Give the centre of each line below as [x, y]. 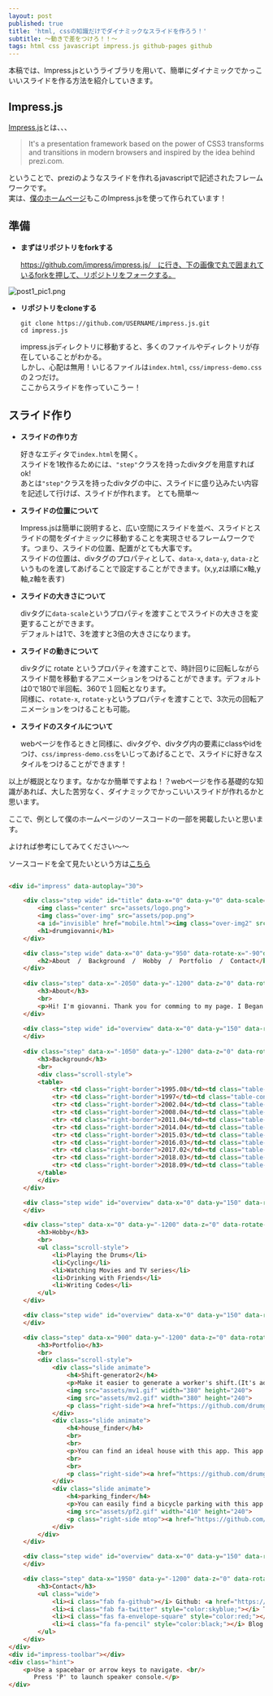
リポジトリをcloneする [58, 308]
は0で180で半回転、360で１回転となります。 [95, 688]
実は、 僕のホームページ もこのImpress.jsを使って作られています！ [118, 198]
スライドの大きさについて [63, 596]
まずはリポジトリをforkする [67, 247]
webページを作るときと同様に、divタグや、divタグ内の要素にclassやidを [141, 743]
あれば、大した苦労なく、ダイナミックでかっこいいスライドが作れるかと [143, 791]
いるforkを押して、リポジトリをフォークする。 [98, 274]
